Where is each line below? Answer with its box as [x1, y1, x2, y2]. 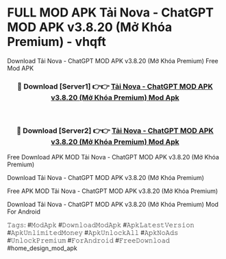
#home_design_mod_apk [7, 244, 77, 252]
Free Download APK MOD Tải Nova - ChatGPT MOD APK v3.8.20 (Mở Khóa [7, 153, 219, 161]
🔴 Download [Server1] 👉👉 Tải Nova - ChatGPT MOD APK [16, 81, 214, 91]
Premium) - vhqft [7, 34, 106, 49]
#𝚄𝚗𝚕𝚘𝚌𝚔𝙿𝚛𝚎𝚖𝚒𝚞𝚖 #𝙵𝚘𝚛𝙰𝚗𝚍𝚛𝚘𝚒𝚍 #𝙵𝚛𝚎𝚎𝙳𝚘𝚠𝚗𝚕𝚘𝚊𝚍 [7, 236, 170, 245]
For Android [7, 207, 41, 216]
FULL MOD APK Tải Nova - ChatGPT [7, 5, 214, 21]
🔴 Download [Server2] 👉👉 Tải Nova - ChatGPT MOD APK [16, 126, 214, 135]
